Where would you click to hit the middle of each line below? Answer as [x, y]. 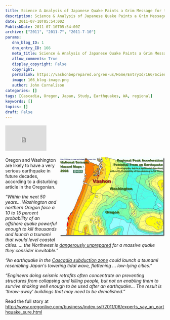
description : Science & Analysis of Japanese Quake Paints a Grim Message [86, 16]
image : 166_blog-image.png [40, 80]
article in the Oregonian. [30, 187]
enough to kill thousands [31, 229]
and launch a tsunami [28, 235]
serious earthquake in [28, 171]
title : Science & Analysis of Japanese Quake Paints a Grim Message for [83, 11]
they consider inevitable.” [32, 251]
